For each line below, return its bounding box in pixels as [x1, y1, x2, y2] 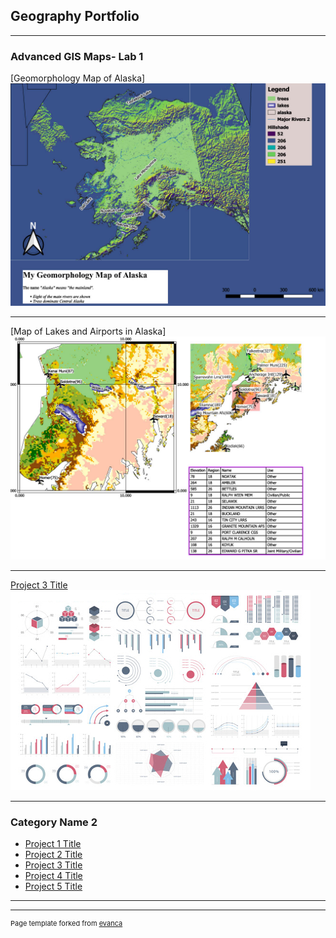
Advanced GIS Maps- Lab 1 [10, 49, 144, 63]
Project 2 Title [24, 849, 83, 861]
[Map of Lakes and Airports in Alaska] [10, 325, 167, 338]
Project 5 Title [24, 880, 83, 893]
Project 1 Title [24, 838, 82, 850]
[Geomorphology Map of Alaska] [10, 72, 146, 84]
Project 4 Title [24, 870, 83, 882]
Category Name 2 [10, 815, 98, 829]
